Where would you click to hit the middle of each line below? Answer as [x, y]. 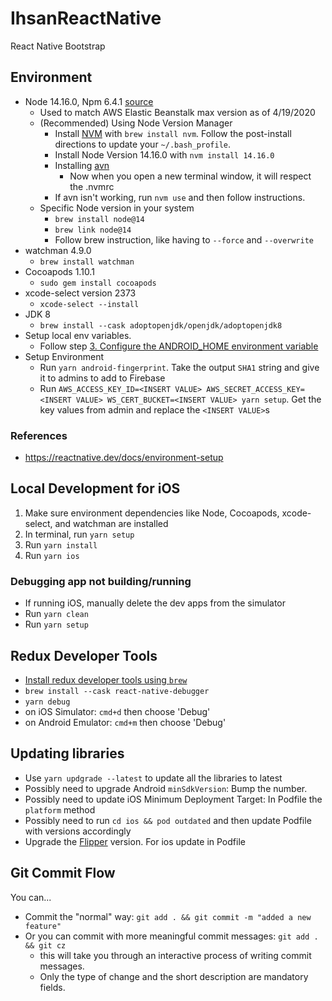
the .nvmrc [92, 186]
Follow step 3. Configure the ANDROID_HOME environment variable [179, 346]
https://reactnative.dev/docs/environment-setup [124, 458]
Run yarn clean [56, 614]
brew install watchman [87, 262]
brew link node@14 [93, 230]
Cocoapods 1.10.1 [59, 271]
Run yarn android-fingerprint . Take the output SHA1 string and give [179, 367]
